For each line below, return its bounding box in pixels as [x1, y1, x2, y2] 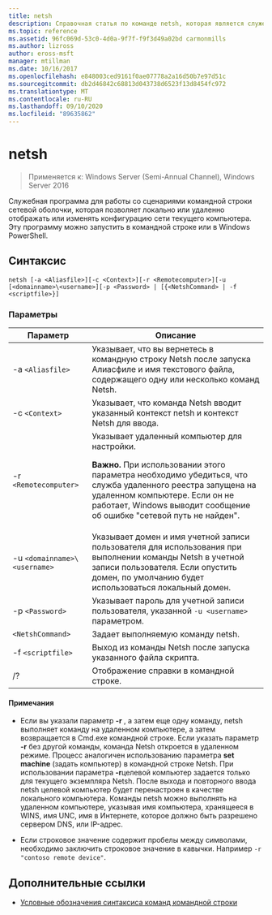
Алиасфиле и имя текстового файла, [91, 364, 235, 375]
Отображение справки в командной [91, 665, 235, 676]
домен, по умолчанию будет [91, 572, 205, 583]
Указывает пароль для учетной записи [91, 595, 244, 606]
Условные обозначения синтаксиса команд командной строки [19, 898, 238, 908]
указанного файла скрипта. [91, 652, 200, 663]
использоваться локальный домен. [91, 582, 232, 593]
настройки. [91, 441, 136, 452]
